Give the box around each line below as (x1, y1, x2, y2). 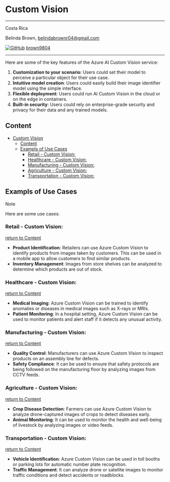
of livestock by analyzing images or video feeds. (12, 422, 114, 428)
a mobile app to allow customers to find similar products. (12, 255, 131, 262)
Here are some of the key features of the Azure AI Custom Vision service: (5, 59, 158, 65)
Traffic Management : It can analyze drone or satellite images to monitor (12, 467, 163, 473)
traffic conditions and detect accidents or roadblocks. (12, 472, 125, 478)
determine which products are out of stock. (12, 266, 103, 272)
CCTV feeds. (12, 372, 39, 378)
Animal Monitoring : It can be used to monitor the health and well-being (12, 417, 162, 423)
